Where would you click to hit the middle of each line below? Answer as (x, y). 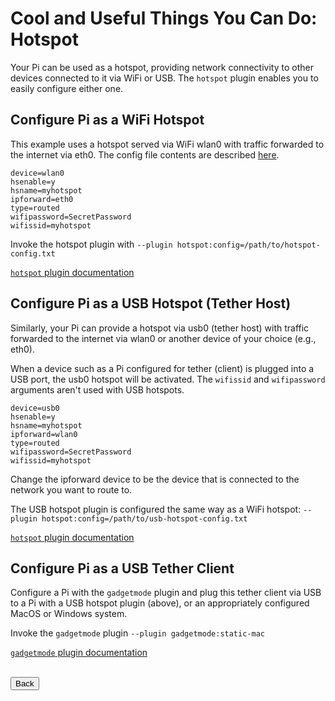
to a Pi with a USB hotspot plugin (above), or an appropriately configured (160, 603)
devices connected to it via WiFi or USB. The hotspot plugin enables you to (164, 78)
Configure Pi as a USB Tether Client (122, 568)
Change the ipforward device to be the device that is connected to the (155, 479)
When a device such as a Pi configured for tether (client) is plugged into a (162, 368)
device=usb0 (35, 408)
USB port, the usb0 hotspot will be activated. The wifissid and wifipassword (168, 379)
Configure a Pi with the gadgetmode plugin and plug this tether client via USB (166, 593)
